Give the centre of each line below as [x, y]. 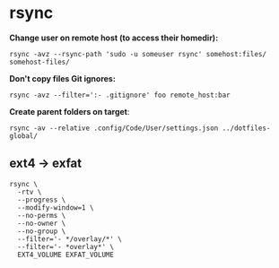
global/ [24, 136]
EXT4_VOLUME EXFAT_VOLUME [66, 255]
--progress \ [42, 200]
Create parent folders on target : [70, 111]
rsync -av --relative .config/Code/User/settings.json [114, 128]
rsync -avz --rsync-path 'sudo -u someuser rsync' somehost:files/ [138, 54]
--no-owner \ [42, 223]
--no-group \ [42, 231]
